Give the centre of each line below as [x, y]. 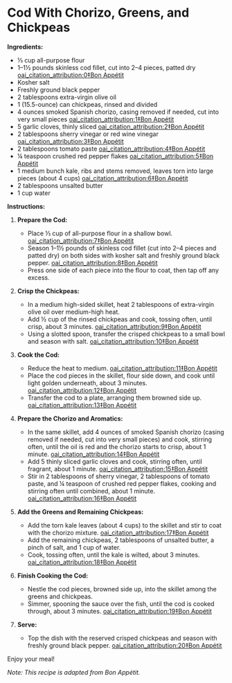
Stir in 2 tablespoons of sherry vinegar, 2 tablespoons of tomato [119, 476]
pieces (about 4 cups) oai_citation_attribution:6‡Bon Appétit [102, 178]
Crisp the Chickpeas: [48, 291]
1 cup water [34, 193]
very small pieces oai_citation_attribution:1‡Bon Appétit [96, 119]
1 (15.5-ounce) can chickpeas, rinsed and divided [87, 104]
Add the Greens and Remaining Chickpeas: [80, 512]
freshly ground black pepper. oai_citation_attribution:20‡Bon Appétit [125, 645]
